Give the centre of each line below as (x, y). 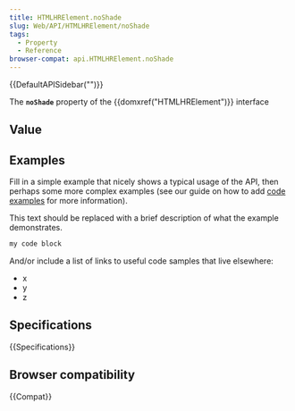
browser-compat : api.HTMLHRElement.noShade (92, 59)
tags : (19, 34)
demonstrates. (36, 228)
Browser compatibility (72, 375)
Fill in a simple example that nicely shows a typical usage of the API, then (144, 182)
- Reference (40, 51)
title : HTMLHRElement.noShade (66, 17)
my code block (36, 244)
